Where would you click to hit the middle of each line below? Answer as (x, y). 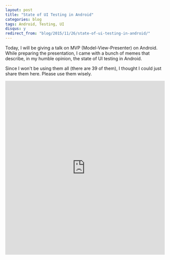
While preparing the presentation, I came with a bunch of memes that (78, 53)
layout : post (19, 10)
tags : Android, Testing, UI (35, 24)
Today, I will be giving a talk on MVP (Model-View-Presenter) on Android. (81, 48)
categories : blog (24, 19)
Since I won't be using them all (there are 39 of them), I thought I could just (83, 68)
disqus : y (16, 29)
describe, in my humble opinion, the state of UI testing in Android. (74, 58)
